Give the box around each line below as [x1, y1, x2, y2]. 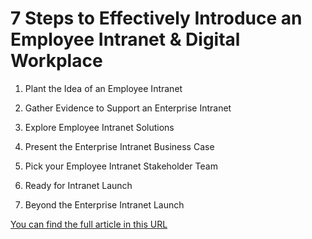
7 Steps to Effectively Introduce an [10, 7, 303, 30]
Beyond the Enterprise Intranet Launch [24, 198, 185, 211]
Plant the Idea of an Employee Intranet [24, 82, 183, 94]
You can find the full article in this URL [10, 218, 168, 230]
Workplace [10, 50, 103, 72]
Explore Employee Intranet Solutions [24, 121, 175, 133]
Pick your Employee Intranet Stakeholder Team [24, 160, 218, 172]
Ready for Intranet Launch [24, 179, 133, 191]
